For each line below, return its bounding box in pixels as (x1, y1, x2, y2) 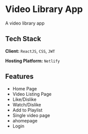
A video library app (5, 20, 45, 26)
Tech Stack (5, 35, 41, 43)
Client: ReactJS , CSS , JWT (5, 48, 55, 54)
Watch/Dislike (12, 101, 41, 107)
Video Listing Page (12, 91, 52, 97)
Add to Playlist (12, 107, 43, 113)
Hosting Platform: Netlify (5, 58, 60, 64)
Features (5, 72, 34, 81)
